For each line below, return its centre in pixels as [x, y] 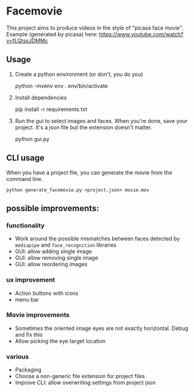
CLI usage [26, 158]
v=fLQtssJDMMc [27, 40]
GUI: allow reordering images [51, 264]
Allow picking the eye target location [60, 341]
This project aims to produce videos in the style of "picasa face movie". [95, 28]
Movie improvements [38, 315]
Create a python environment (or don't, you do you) [79, 74]
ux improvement [31, 280]
